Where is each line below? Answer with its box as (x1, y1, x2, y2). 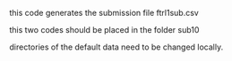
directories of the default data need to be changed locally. (9, 42, 224, 52)
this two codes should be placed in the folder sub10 (9, 25, 200, 34)
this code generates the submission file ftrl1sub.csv (9, 8, 199, 18)
